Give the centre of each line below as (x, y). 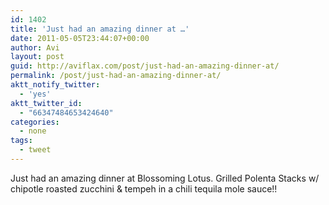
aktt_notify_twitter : (55, 85)
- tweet (35, 150)
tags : (21, 141)
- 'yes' (35, 94)
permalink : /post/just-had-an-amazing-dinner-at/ (116, 76)
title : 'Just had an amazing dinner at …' (100, 29)
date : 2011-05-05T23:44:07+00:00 (80, 38)
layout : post (37, 57)
